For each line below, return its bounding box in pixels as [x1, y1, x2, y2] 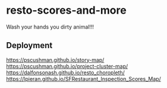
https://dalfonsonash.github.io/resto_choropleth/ [6, 69, 125, 76]
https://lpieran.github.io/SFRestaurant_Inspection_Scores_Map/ [6, 75, 162, 82]
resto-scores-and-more [6, 4, 127, 17]
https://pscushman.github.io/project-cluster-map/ [6, 62, 128, 70]
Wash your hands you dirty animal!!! [6, 23, 94, 30]
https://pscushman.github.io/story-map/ [6, 56, 105, 63]
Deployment [6, 40, 53, 51]
